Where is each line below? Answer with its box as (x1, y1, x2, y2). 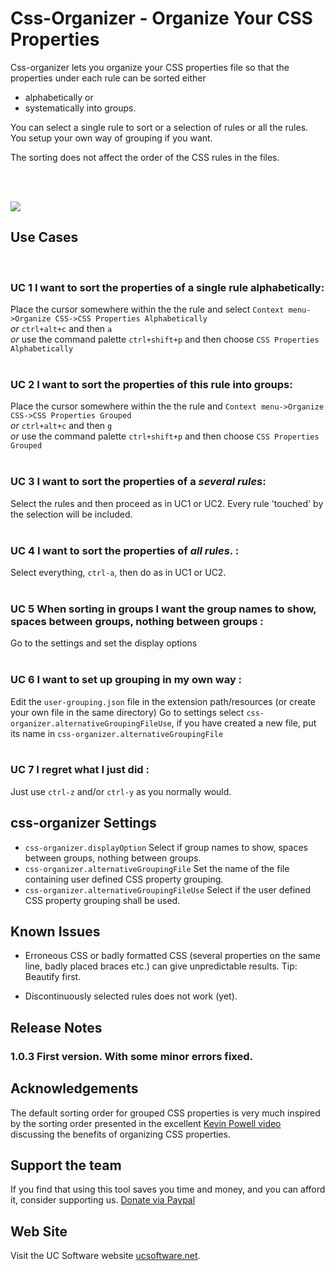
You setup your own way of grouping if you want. (10, 132, 213, 144)
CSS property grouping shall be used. (24, 894, 181, 906)
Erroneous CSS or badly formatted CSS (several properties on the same (24, 950, 321, 962)
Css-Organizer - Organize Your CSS (10, 7, 313, 30)
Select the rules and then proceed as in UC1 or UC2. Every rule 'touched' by (10, 497, 324, 509)
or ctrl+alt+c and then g (10, 420, 113, 432)
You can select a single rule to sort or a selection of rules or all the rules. (10, 121, 309, 133)
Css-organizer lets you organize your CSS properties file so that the (10, 61, 290, 73)
